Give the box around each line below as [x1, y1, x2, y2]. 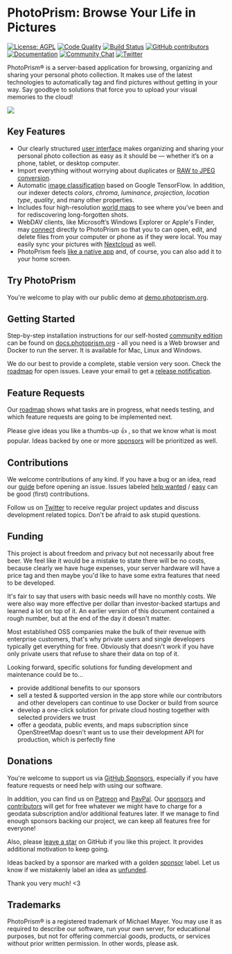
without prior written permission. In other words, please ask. [7, 939, 179, 948]
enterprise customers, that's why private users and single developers [7, 635, 206, 643]
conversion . [17, 173, 51, 182]
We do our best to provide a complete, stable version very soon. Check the [7, 360, 222, 368]
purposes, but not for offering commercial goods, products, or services [7, 932, 211, 940]
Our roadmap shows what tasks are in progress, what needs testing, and [7, 405, 215, 414]
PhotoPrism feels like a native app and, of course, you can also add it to [17, 247, 222, 256]
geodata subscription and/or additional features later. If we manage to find [7, 809, 220, 818]
